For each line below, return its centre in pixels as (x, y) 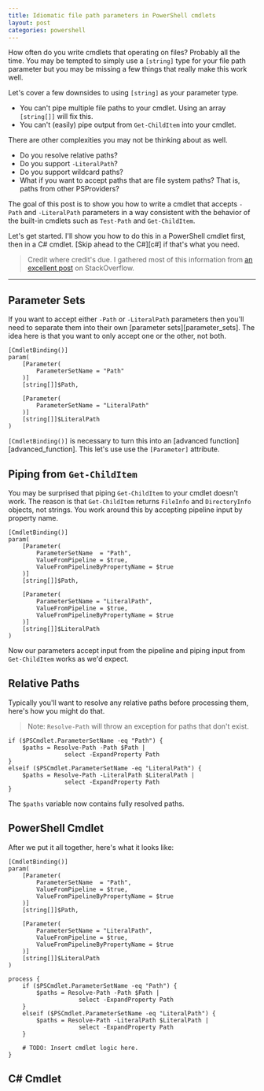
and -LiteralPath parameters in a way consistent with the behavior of (137, 213)
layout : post (29, 23)
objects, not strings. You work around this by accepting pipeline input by (125, 510)
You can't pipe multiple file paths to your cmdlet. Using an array (123, 108)
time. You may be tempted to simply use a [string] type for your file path (127, 61)
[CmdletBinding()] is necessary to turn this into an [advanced (108, 441)
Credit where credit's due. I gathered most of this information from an (140, 260)
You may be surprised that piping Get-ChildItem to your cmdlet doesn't (123, 493)
